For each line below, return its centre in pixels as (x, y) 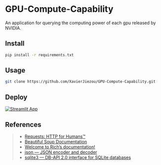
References (23, 124)
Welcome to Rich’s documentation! (60, 147)
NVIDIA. (13, 28)
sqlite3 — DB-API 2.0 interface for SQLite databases (78, 157)
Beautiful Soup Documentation (56, 141)
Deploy (16, 97)
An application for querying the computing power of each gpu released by (80, 23)
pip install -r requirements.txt (40, 55)
